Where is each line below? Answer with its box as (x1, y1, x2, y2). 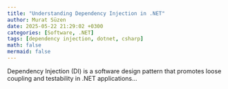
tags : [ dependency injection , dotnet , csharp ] (7, 36, 144, 42)
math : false (7, 42, 41, 49)
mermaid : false (7, 49, 51, 55)
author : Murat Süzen (7, 16, 67, 23)
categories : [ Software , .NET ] (7, 29, 95, 36)
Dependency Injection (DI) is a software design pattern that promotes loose (7, 66, 222, 75)
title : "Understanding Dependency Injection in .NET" (7, 10, 166, 17)
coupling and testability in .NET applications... (7, 74, 137, 82)
